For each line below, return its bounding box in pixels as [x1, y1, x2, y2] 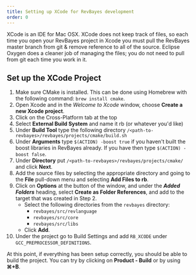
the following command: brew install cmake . [15, 95, 125, 102]
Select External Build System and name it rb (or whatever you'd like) [15, 120, 184, 128]
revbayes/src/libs [33, 221, 79, 227]
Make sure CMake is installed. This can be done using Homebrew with [15, 88, 187, 96]
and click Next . [15, 163, 53, 170]
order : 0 [7, 14, 28, 20]
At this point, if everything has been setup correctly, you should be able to [7, 251, 188, 258]
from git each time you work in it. [7, 56, 88, 63]
